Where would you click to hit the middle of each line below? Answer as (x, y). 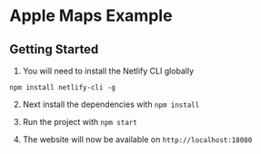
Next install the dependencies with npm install (111, 104)
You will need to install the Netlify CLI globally (108, 71)
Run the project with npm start (80, 122)
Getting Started (54, 49)
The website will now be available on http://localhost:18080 (137, 140)
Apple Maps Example (91, 16)
